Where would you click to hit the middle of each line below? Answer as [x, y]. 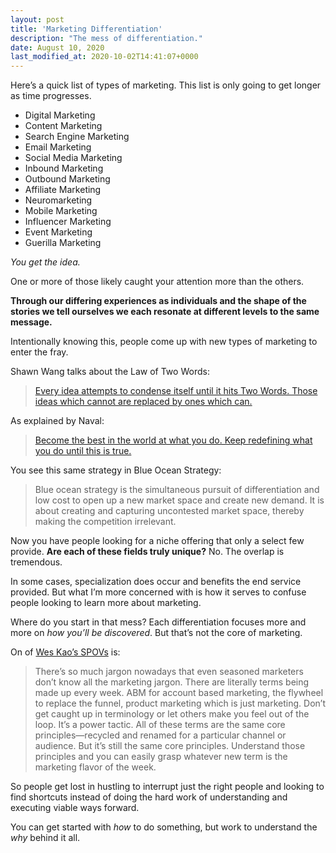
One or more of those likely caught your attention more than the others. [157, 282]
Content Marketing [63, 126]
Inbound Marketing [64, 168]
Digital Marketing [60, 115]
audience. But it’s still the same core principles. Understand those [170, 746]
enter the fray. [39, 352]
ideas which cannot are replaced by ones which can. [143, 402]
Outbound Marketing [67, 179]
